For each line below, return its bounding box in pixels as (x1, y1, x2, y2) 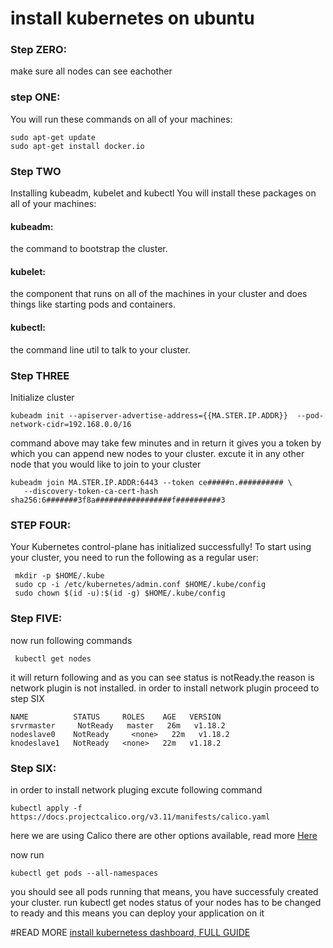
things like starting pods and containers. (10, 298, 177, 311)
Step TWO (10, 164, 62, 178)
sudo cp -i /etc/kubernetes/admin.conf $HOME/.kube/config (14, 580, 267, 590)
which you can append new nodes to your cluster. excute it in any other (10, 447, 305, 459)
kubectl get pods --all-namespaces (10, 868, 159, 878)
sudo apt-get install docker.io (10, 141, 145, 151)
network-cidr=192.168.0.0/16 (10, 419, 132, 429)
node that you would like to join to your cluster (10, 458, 202, 470)
